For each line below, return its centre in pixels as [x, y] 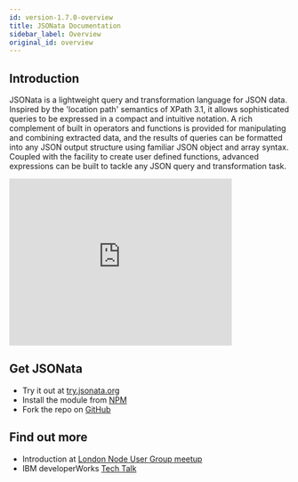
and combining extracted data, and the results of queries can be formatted [146, 138]
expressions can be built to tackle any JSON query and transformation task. [148, 167]
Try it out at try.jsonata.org [71, 390]
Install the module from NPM [74, 400]
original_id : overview [51, 42]
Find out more [48, 437]
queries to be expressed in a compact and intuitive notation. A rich [131, 119]
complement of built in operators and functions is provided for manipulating [148, 128]
